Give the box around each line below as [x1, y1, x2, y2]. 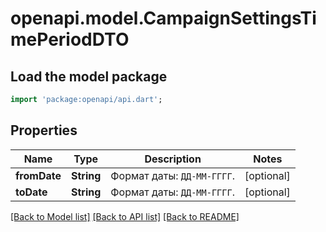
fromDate [15, 168, 62, 182]
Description [144, 152, 202, 166]
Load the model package [10, 68, 168, 85]
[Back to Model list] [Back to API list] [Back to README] [10, 210, 240, 222]
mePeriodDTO [10, 28, 130, 51]
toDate [15, 185, 48, 199]
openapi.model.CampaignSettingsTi [10, 7, 317, 30]
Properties [10, 122, 78, 139]
